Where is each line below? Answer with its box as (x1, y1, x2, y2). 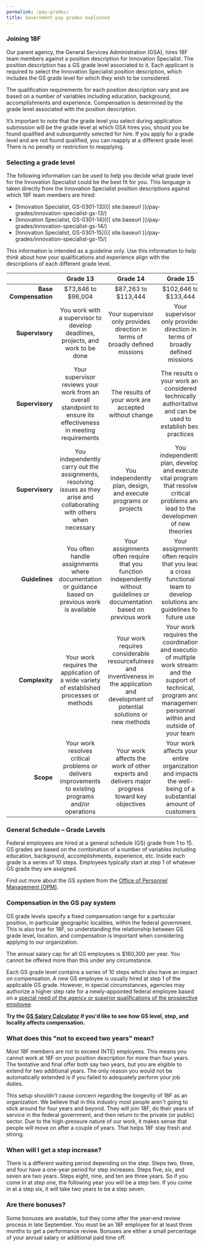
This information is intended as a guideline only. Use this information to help (6, 247, 196, 255)
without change (108, 411, 154, 419)
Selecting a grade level (6, 158, 75, 167)
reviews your (61, 380, 99, 389)
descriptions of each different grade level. (6, 260, 111, 267)
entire (172, 754, 189, 763)
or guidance (63, 583, 98, 591)
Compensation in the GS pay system (6, 899, 116, 907)
